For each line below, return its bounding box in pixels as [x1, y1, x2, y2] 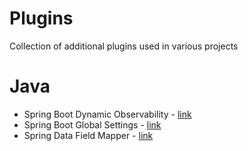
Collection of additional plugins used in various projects [9, 40, 239, 52]
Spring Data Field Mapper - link [23, 129, 154, 141]
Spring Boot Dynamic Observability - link [23, 108, 192, 120]
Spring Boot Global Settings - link [23, 118, 162, 131]
